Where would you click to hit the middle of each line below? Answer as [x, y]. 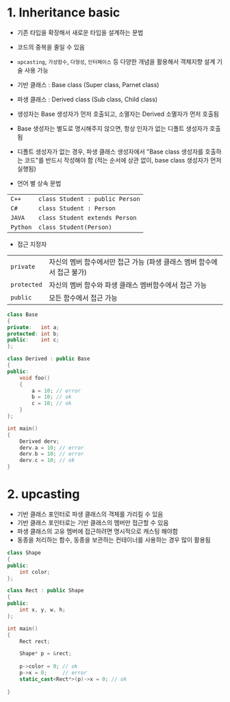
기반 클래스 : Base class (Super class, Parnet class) [88, 84]
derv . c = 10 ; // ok [47, 461]
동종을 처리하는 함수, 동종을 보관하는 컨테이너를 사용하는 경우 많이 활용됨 [114, 540]
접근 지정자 [32, 244]
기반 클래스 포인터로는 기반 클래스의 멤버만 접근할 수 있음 [93, 523]
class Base [23, 314]
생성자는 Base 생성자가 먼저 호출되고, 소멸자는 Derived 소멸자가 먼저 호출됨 [118, 114]
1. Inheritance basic [64, 13]
